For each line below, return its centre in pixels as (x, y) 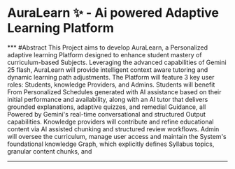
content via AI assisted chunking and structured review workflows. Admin (113, 129)
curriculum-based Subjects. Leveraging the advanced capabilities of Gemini (117, 62)
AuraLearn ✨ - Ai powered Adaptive (113, 13)
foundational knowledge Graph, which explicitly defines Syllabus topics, (111, 144)
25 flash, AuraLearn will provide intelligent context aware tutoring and (108, 69)
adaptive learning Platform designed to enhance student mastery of (105, 54)
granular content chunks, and (50, 151)
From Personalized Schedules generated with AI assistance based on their (114, 91)
